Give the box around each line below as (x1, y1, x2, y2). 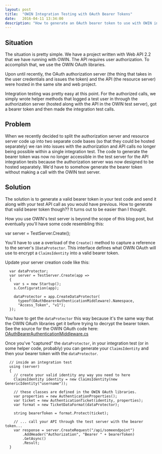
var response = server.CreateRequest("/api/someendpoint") (13, 427, 135, 433)
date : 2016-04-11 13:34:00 (5, 16, 64, 21)
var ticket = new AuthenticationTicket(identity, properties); (13, 398, 144, 403)
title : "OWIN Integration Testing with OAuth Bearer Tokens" (5, 12, 133, 16)
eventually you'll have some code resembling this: (5, 221, 105, 227)
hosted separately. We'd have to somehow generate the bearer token (5, 164, 143, 170)
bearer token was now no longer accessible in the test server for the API (5, 154, 148, 159)
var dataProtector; (9, 268, 49, 274)
